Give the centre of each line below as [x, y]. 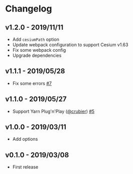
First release [25, 167]
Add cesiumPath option [36, 39]
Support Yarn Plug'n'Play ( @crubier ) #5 [53, 111]
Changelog [29, 9]
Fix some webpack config [39, 50]
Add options [25, 139]
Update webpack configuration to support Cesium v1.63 [70, 45]
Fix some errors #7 [32, 83]
